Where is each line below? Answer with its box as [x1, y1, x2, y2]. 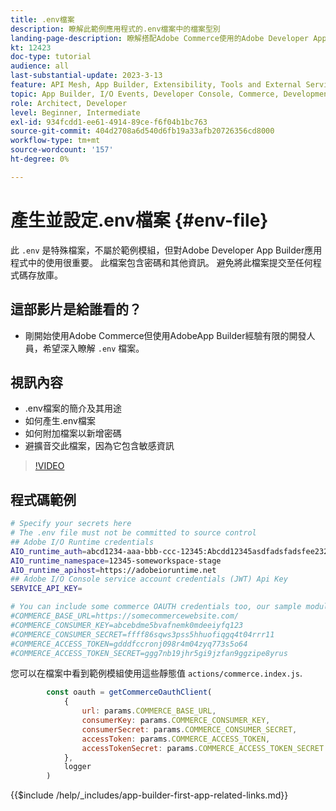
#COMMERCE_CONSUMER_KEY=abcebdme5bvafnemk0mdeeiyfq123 [10, 620, 244, 630]
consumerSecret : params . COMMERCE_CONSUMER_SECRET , [81, 724, 298, 735]
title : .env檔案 [10, 14, 75, 25]
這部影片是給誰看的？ [10, 301, 142, 318]
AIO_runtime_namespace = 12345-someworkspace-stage [10, 556, 222, 566]
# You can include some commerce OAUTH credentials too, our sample [10, 602, 302, 612]
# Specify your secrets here [10, 519, 132, 529]
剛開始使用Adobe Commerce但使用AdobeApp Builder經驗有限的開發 [24, 329, 307, 341]
